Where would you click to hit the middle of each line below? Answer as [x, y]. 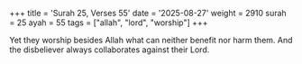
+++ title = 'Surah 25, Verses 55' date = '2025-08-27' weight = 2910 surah [148, 13]
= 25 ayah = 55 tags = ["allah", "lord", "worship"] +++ [109, 23]
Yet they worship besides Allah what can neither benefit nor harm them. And [151, 40]
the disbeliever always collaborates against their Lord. [110, 50]
